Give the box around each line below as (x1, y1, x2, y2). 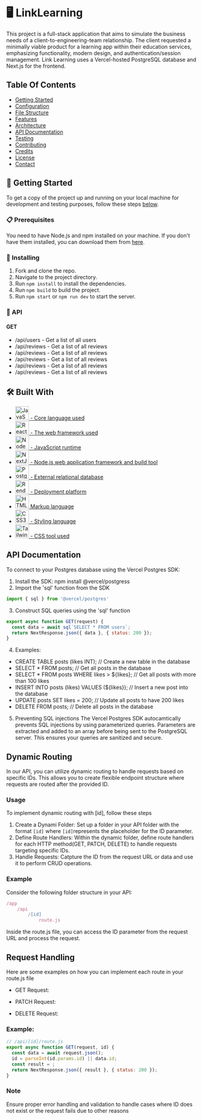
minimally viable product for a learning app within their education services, (6, 43, 192, 50)
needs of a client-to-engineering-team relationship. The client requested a (6, 36, 191, 44)
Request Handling (6, 952, 75, 963)
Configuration (14, 102, 49, 110)
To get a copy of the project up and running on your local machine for (6, 194, 179, 201)
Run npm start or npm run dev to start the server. (14, 293, 136, 300)
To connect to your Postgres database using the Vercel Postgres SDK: (6, 565, 180, 573)
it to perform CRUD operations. (14, 860, 92, 867)
